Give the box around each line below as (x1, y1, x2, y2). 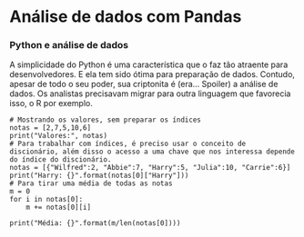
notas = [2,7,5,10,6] (9, 123, 92, 133)
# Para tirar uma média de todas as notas (9, 179, 173, 188)
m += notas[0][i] (25, 202, 92, 212)
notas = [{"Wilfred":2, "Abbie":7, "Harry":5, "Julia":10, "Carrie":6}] (9, 163, 291, 173)
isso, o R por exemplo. (9, 98, 93, 109)
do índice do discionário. (9, 155, 112, 164)
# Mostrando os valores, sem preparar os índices (9, 115, 202, 124)
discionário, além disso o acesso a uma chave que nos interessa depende (9, 147, 296, 156)
